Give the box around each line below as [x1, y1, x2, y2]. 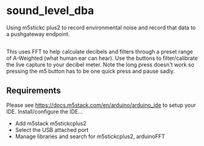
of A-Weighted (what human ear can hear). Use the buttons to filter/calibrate [6, 54, 198, 62]
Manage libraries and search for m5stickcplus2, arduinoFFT [15, 133, 166, 141]
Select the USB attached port [15, 126, 89, 134]
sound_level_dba [6, 4, 94, 18]
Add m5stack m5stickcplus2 [15, 120, 87, 127]
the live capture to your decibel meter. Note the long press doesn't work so [6, 61, 195, 68]
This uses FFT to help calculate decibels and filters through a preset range [6, 48, 194, 56]
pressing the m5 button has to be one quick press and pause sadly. [6, 68, 175, 75]
